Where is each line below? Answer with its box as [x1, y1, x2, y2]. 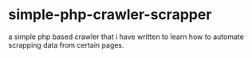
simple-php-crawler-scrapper [8, 6, 212, 24]
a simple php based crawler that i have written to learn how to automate [8, 32, 245, 41]
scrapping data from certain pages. [8, 40, 125, 49]
